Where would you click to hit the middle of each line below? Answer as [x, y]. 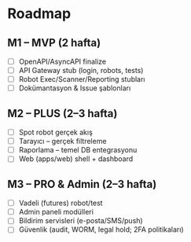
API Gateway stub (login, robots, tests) [81, 71]
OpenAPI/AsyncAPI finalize [62, 61]
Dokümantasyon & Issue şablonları [75, 88]
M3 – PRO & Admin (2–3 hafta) [82, 184]
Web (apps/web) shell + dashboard [76, 159]
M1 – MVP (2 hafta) [54, 43]
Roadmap [39, 14]
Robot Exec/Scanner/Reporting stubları [82, 79]
